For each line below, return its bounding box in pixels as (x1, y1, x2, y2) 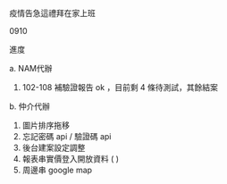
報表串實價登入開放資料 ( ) (21, 154, 119, 163)
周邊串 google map (21, 164, 92, 175)
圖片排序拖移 (21, 120, 70, 130)
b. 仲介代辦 (9, 101, 51, 112)
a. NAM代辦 (9, 63, 53, 73)
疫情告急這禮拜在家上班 (9, 8, 96, 18)
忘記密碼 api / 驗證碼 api (21, 131, 112, 141)
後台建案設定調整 (21, 142, 86, 153)
